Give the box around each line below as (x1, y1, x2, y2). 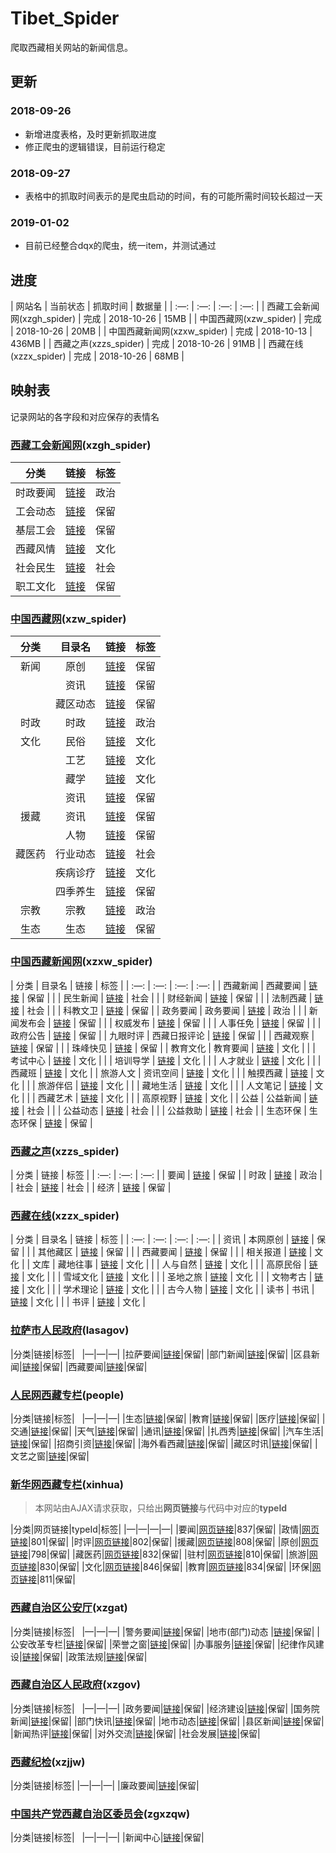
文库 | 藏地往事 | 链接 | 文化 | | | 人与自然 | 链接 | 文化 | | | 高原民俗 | (32, 1258, 307, 1271)
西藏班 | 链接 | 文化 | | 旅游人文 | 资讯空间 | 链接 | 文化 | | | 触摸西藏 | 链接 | (10, 1067, 314, 1079)
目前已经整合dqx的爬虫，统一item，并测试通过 (24, 240, 217, 252)
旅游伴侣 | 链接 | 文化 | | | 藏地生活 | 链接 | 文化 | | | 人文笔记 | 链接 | (37, 1079, 313, 1091)
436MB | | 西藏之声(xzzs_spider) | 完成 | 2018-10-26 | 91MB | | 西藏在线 (10, 338, 304, 350)
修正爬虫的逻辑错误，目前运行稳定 (24, 140, 166, 152)
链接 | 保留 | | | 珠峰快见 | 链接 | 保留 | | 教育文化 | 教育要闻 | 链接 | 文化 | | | (10, 1042, 316, 1054)
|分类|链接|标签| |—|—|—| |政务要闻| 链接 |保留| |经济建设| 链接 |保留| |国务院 (10, 1702, 320, 1714)
